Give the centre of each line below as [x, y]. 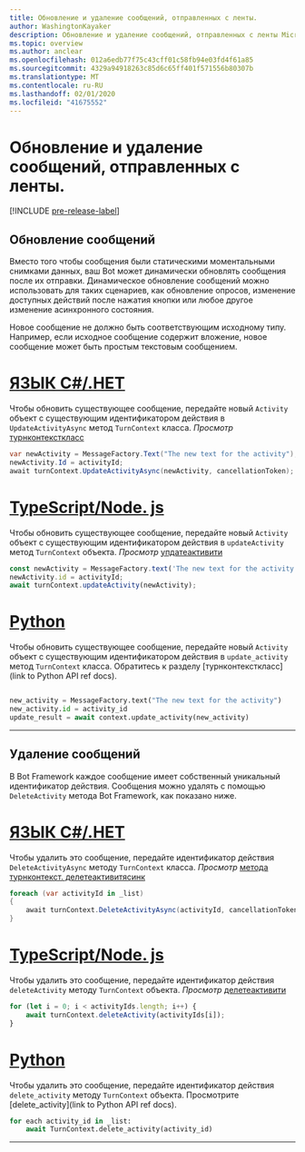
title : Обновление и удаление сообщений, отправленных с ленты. [133, 18]
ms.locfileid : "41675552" [58, 102]
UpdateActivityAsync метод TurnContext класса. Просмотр [122, 428]
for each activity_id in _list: [70, 1121]
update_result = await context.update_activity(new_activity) [129, 717]
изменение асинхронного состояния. [82, 310]
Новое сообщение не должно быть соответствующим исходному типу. [148, 327]
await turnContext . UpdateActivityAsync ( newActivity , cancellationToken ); [152, 471]
